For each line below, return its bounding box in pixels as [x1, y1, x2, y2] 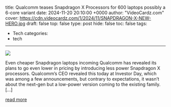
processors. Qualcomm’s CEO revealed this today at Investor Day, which [5, 70, 157, 77]
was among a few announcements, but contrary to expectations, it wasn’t [5, 76, 159, 82]
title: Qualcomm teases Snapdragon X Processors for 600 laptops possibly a [5, 5, 166, 10]
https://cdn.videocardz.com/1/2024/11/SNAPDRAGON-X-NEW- [19, 15, 152, 21]
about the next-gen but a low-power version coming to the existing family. [5, 81, 161, 87]
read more [5, 96, 27, 102]
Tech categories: [12, 30, 48, 36]
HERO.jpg [5, 20, 25, 26]
